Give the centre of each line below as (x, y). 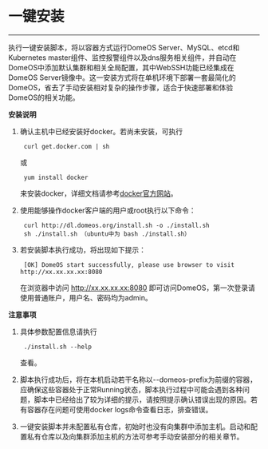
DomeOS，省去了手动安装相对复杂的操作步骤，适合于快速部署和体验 (121, 87)
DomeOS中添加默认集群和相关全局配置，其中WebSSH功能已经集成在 (121, 67)
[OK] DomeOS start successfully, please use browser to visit (129, 264)
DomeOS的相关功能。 (44, 97)
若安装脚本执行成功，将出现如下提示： (83, 249)
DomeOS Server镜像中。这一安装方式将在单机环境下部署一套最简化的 (122, 77)
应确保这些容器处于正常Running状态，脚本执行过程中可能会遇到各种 (131, 389)
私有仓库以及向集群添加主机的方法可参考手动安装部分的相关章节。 (135, 436)
